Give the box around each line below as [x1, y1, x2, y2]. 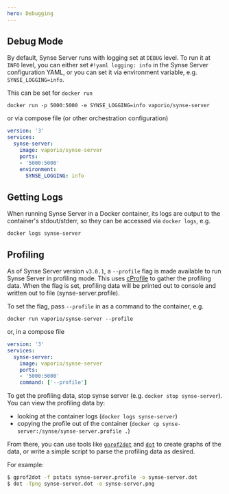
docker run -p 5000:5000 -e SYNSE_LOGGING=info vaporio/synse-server [7, 102, 210, 109]
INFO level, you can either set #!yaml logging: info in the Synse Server [7, 61, 209, 69]
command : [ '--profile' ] [19, 379, 88, 386]
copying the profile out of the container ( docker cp [16, 420, 160, 428]
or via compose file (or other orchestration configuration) [7, 114, 169, 122]
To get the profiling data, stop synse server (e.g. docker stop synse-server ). [7, 392, 223, 400]
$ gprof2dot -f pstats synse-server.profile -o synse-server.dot [7, 474, 197, 481]
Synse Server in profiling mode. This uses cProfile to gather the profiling [7, 274, 211, 282]
